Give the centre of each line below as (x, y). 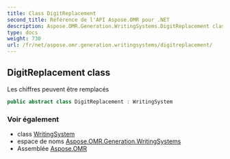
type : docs (23, 32)
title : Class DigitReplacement (52, 13)
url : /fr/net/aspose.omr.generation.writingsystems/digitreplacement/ (110, 45)
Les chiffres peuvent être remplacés (58, 89)
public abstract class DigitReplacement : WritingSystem (90, 102)
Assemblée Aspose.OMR (52, 148)
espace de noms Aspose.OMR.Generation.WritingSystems (99, 141)
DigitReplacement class (59, 73)
